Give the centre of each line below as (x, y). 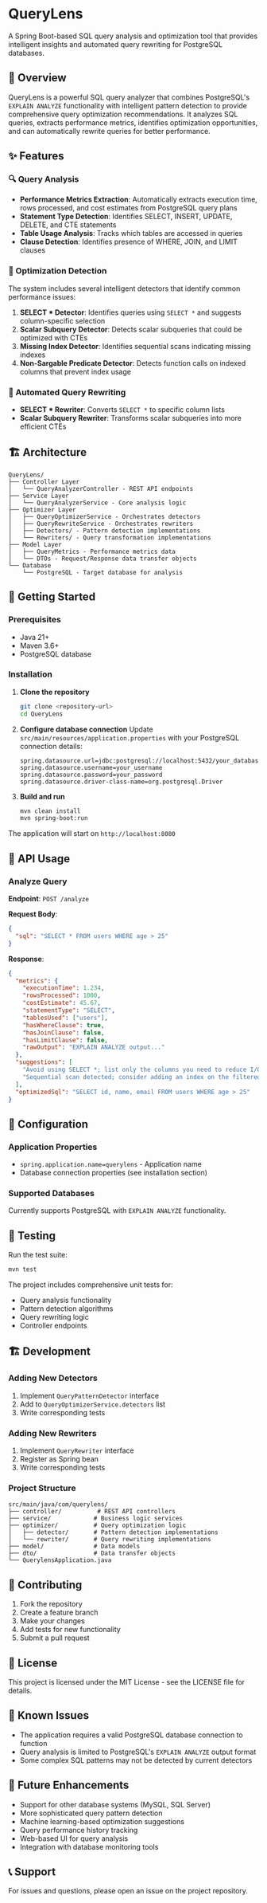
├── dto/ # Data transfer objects (92, 1554)
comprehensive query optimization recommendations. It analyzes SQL (123, 114)
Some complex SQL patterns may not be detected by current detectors (136, 1760)
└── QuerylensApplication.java (60, 1560)
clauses (33, 250)
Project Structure (42, 1488)
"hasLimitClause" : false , (66, 1040)
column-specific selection (62, 320)
